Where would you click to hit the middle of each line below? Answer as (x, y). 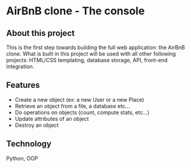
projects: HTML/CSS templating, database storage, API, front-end (87, 60)
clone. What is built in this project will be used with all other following (91, 54)
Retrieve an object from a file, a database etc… (72, 106)
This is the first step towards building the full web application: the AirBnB (95, 47)
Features (23, 85)
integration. (20, 66)
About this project (41, 33)
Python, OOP (22, 158)
